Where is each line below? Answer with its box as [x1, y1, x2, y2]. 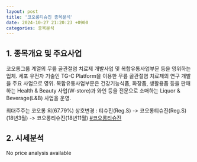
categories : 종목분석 [6, 25, 54, 31]
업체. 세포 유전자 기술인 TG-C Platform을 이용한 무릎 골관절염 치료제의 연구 [6, 72, 180, 80]
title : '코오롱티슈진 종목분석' [6, 14, 74, 20]
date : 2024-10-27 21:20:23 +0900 [6, 19, 89, 25]
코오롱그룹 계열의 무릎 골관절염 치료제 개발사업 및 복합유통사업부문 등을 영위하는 [6, 65, 191, 72]
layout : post [6, 8, 38, 15]
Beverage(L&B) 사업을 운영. [6, 95, 72, 102]
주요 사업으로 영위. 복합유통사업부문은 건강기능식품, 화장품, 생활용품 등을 [12, 80, 180, 87]
